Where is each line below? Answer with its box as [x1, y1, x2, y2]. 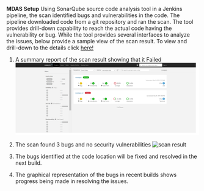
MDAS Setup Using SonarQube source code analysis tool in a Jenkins [6, 5, 183, 12]
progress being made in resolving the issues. [15, 177, 129, 185]
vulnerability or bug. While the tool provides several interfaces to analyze [6, 31, 191, 38]
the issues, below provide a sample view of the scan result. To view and [6, 38, 188, 45]
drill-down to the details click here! [6, 44, 94, 51]
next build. [15, 159, 42, 167]
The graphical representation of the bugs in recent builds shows [15, 171, 177, 178]
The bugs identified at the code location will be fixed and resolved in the [15, 153, 197, 160]
